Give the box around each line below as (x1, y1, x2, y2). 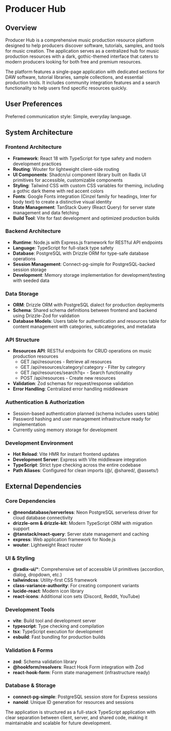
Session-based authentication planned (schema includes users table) (12, 410, 160, 416)
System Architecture (5, 128, 73, 137)
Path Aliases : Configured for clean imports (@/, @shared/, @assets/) (12, 467, 159, 473)
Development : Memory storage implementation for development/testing (12, 272, 165, 278)
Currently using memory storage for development (12, 427, 118, 433)
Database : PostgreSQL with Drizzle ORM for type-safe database (12, 250, 149, 256)
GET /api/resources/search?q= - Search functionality (20, 369, 133, 376)
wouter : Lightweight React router (12, 542, 83, 548)
